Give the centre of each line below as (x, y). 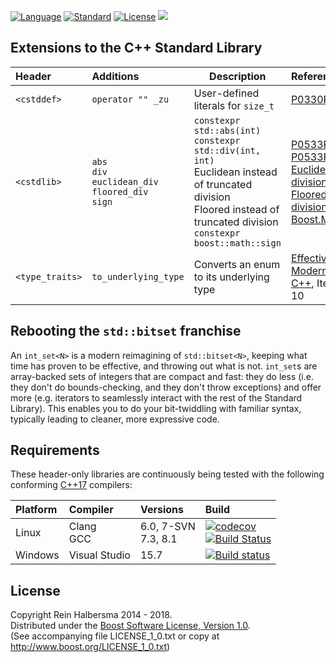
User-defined (226, 93)
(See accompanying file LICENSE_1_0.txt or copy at (115, 636)
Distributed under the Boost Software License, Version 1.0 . (130, 626)
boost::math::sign (237, 243)
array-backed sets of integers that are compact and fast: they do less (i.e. (162, 376)
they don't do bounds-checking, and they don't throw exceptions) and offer (166, 387)
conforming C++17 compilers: (71, 485)
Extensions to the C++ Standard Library (136, 48)
